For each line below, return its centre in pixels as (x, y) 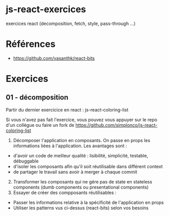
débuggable (26, 161)
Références (31, 44)
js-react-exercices (46, 9)
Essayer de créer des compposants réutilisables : (65, 193)
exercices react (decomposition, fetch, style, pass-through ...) (71, 23)
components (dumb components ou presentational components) (81, 187)
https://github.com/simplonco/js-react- (116, 125)
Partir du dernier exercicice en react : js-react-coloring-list (67, 110)
